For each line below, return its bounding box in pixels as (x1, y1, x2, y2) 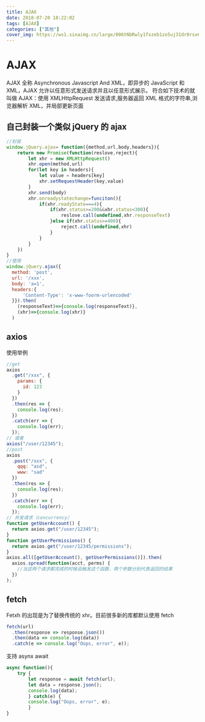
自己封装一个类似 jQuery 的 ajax (6, 122, 127, 132)
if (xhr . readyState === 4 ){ (38, 201, 103, 207)
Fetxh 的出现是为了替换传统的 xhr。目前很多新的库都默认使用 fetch (6, 611, 174, 619)
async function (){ (6, 665, 53, 671)
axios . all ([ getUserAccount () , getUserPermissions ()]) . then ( (6, 555, 163, 561)
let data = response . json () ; (28, 682, 103, 688)
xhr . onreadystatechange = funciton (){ (28, 195, 121, 201)
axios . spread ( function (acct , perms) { (12, 560, 111, 566)
